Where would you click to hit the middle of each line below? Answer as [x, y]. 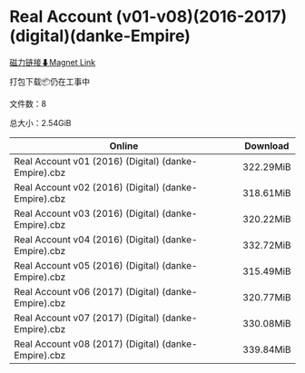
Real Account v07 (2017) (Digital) [87, 318]
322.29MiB [267, 167]
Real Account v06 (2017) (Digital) [87, 291]
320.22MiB [267, 219]
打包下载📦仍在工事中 [50, 81]
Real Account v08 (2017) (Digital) [87, 344]
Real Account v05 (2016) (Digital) [87, 265]
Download [267, 145]
